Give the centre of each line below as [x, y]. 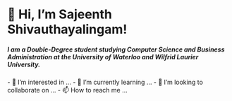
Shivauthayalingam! [67, 29]
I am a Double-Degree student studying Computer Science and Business [116, 49]
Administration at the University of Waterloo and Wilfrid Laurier [103, 57]
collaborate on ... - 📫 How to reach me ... [68, 90]
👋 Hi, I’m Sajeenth [60, 14]
